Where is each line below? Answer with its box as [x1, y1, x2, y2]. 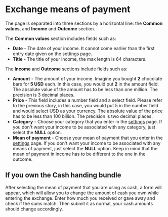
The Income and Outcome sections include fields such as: [5, 66, 128, 72]
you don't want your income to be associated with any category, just [12, 124, 156, 130]
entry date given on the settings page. [12, 51, 93, 57]
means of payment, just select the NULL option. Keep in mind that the [12, 145, 158, 151]
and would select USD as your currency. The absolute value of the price [12, 108, 163, 114]
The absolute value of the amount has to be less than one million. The [12, 86, 158, 92]
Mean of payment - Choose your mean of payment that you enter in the [12, 135, 163, 141]
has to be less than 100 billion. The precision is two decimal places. [12, 113, 153, 119]
